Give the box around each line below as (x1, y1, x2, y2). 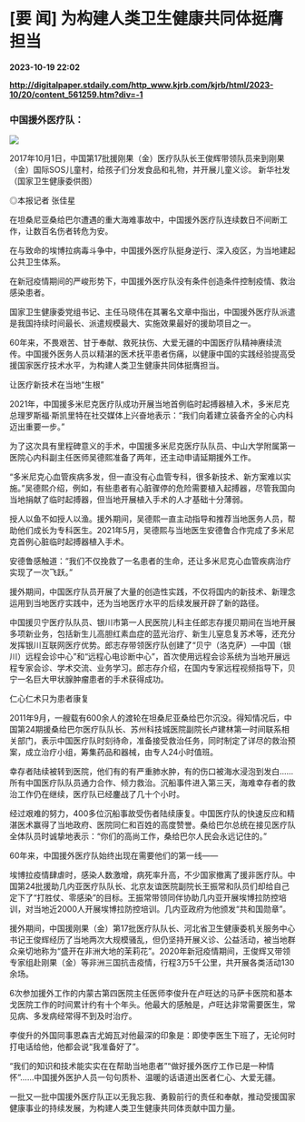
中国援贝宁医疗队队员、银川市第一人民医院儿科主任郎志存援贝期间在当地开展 (9, 617, 296, 628)
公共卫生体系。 (9, 257, 65, 268)
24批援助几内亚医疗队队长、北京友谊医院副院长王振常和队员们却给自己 (25, 881, 290, 892)
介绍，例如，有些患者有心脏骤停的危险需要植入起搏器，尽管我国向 (48, 483, 296, 494)
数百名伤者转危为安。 (33, 226, 113, 237)
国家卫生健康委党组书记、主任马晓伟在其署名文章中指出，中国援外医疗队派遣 (9, 307, 296, 318)
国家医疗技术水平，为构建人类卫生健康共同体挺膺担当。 (16, 360, 224, 371)
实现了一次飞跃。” (9, 567, 74, 578)
